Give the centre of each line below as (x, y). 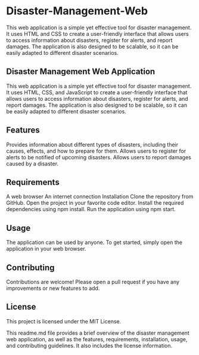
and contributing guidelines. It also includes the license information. (89, 345)
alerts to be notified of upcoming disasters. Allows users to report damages (99, 157)
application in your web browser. (46, 249)
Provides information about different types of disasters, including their (92, 144)
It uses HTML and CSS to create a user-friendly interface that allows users (97, 33)
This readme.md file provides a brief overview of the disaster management (98, 333)
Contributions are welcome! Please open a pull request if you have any (93, 282)
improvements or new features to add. (53, 288)
